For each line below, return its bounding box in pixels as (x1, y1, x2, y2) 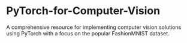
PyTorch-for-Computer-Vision (6, 4, 161, 18)
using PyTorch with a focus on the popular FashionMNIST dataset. (6, 29, 170, 37)
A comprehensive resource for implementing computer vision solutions (6, 24, 182, 31)
